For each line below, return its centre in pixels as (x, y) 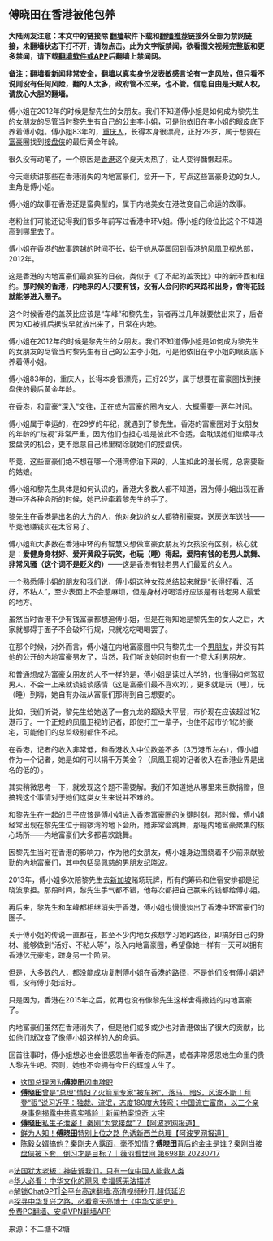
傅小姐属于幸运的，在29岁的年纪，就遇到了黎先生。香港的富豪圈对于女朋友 (134, 423)
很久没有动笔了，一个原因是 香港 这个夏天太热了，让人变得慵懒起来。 (122, 159)
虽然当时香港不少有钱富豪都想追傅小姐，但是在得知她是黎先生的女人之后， (133, 619)
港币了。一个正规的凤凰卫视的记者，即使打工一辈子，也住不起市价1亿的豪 (131, 721)
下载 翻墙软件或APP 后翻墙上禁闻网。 (104, 56)
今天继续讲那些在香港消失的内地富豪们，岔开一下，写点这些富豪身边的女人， (136, 176)
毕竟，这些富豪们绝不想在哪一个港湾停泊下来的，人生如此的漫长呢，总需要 (133, 461)
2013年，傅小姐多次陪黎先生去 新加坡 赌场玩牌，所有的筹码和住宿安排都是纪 (134, 879)
